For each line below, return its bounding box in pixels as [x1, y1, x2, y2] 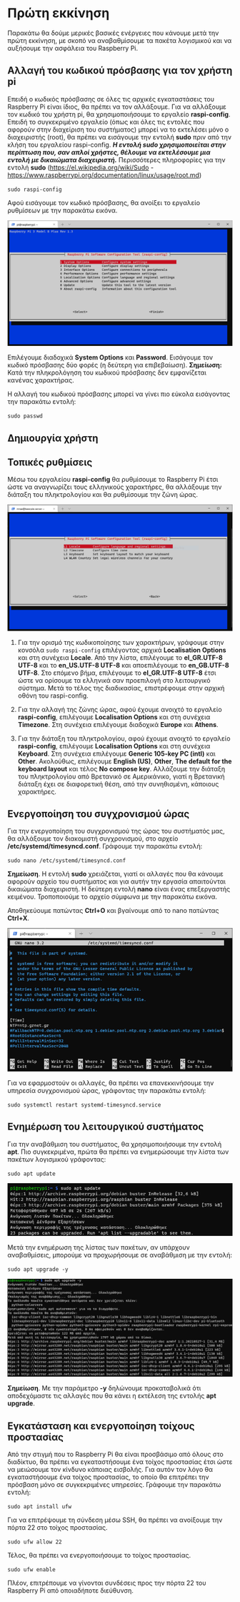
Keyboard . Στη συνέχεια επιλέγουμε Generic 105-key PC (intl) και [17, 749, 216, 758]
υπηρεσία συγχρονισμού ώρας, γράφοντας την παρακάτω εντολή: [7, 1086, 206, 1094]
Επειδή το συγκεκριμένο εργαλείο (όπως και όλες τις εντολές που [7, 117, 205, 126]
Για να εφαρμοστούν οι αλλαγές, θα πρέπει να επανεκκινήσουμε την [7, 1078, 214, 1087]
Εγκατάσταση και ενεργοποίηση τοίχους [7, 1420, 195, 1432]
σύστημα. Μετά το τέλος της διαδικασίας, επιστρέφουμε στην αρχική [17, 683, 225, 692]
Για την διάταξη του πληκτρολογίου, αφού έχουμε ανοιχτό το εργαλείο [17, 734, 231, 743]
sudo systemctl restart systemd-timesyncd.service [7, 1101, 161, 1109]
